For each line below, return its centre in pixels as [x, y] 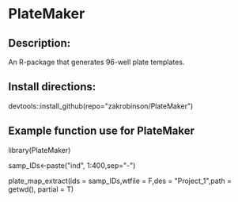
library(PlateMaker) [40, 150]
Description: [40, 43]
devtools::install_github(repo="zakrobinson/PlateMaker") [101, 106]
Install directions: [52, 87]
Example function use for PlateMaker [102, 131]
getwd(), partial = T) [41, 189]
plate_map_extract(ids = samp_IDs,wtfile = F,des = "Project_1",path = [120, 181]
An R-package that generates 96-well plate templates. [96, 62]
